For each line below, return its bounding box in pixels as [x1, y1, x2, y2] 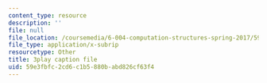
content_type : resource [8, 11, 87, 20]
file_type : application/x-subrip [8, 41, 119, 49]
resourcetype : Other [8, 48, 77, 56]
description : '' [8, 19, 62, 27]
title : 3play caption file [8, 56, 98, 64]
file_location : [8, 33, 59, 42]
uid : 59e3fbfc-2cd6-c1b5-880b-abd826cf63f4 [8, 63, 155, 71]
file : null [8, 26, 44, 34]
